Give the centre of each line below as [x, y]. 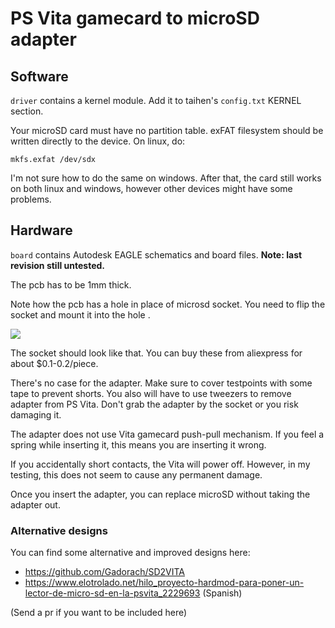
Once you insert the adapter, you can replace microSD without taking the [160, 494]
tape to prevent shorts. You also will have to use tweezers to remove [151, 393]
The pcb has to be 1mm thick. [71, 284]
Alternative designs [59, 530]
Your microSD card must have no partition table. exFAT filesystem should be [167, 130]
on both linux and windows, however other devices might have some [151, 188]
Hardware [41, 230]
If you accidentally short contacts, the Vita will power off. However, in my [160, 464]
